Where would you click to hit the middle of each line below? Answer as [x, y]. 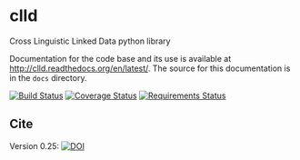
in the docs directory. [48, 77]
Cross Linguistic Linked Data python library [90, 41]
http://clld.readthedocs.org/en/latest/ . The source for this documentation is [150, 68]
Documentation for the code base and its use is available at [120, 58]
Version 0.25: [35, 145]
